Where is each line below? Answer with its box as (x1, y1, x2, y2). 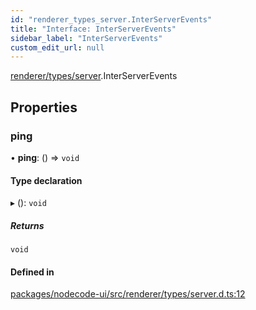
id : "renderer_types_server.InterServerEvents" (10, 14, 213, 25)
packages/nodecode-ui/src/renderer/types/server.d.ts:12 (10, 288, 246, 300)
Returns (10, 219, 45, 231)
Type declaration (10, 174, 83, 186)
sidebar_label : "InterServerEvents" (10, 33, 163, 43)
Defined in (10, 266, 55, 278)
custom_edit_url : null (10, 42, 105, 53)
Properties (10, 99, 78, 116)
